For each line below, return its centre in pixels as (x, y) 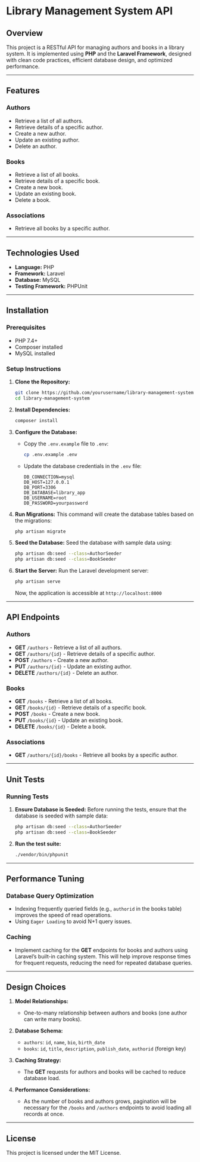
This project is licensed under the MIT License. (64, 1153)
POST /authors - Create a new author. (62, 660)
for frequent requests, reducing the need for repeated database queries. (103, 963)
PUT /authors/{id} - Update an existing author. (73, 666)
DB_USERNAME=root (45, 498)
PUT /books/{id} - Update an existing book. (69, 720)
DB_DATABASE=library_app (54, 493)
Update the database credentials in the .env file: (82, 466)
